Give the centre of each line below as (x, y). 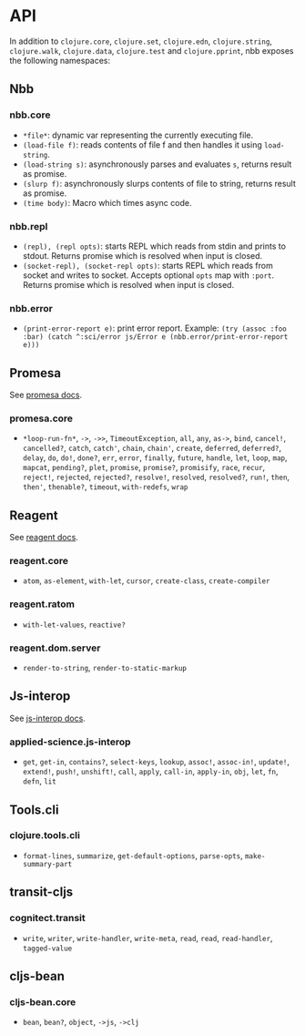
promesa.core (41, 418)
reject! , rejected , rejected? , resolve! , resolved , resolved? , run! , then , (156, 477)
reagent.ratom (42, 604)
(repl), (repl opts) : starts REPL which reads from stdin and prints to (154, 246)
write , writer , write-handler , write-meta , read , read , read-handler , (147, 938)
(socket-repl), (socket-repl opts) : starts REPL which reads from (147, 265)
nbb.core (30, 115)
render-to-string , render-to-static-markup (104, 668)
